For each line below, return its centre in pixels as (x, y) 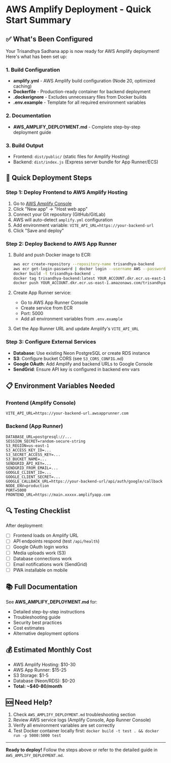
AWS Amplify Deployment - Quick (79, 9)
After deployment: (25, 526)
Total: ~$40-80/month (38, 686)
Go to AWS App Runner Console (54, 303)
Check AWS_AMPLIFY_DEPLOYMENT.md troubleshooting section (74, 715)
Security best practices (38, 623)
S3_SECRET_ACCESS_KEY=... (33, 455)
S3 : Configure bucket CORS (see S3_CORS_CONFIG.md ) (68, 358)
